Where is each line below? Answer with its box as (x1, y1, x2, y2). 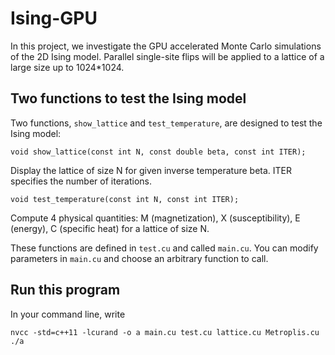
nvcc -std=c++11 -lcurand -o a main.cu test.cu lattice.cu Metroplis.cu (10, 327, 320, 337)
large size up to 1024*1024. (10, 61, 125, 73)
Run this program (10, 282, 121, 299)
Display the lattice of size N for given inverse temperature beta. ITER (10, 164, 293, 176)
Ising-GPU (10, 7, 98, 30)
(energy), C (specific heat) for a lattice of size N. (10, 222, 210, 234)
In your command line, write (10, 308, 126, 320)
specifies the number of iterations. (10, 175, 152, 187)
